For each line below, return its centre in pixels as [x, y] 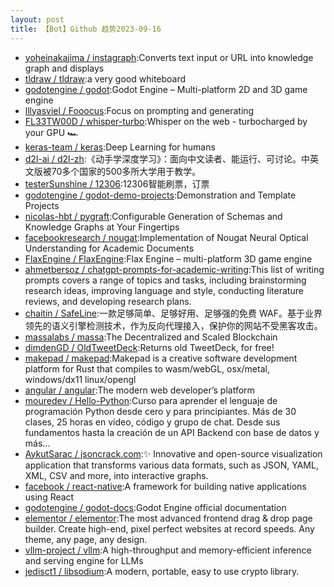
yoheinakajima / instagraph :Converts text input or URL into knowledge [169, 57]
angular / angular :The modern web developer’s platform [139, 390]
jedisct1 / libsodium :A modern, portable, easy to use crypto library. [162, 571]
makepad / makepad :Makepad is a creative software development [161, 358]
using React [49, 497]
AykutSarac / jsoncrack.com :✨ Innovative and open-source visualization [173, 453]
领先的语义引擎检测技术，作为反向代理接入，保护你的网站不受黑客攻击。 [173, 325]
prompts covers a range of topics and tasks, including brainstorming [165, 280]
